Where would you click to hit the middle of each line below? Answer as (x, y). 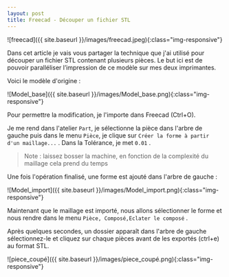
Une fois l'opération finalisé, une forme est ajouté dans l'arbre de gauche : (112, 177)
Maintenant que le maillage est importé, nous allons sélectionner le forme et (115, 210)
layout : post (26, 13)
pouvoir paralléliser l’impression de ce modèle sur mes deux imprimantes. (112, 67)
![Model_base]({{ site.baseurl (48, 94)
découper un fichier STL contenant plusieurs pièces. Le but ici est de (105, 60)
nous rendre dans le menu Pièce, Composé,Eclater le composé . (98, 218)
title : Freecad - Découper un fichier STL (69, 20)
